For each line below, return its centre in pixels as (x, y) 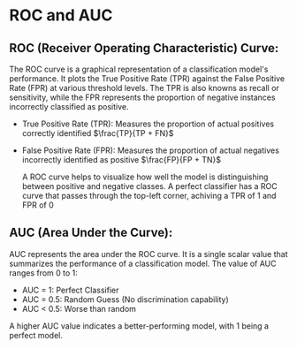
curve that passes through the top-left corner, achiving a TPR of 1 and (149, 196)
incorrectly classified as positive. (69, 106)
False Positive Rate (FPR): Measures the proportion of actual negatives (151, 150)
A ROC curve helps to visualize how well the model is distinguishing (145, 177)
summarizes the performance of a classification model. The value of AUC (143, 263)
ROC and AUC (61, 15)
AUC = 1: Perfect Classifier (70, 290)
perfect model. (36, 335)
